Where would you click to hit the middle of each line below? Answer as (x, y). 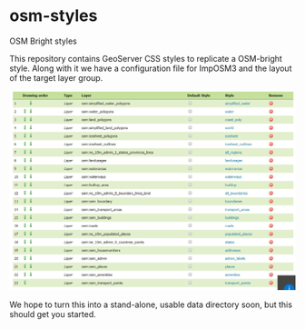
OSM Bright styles (43, 41)
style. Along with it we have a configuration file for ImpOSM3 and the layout (151, 68)
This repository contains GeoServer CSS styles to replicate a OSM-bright (146, 58)
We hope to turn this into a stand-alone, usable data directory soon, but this (151, 304)
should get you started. (53, 314)
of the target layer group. (56, 77)
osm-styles (54, 16)
